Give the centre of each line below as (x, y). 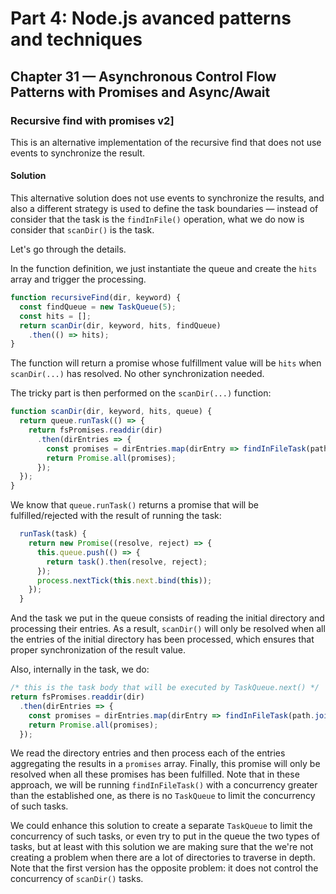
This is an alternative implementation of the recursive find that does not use (166, 142)
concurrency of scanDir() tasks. (77, 879)
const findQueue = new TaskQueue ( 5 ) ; (98, 307)
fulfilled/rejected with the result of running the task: (116, 516)
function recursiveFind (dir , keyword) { (96, 298)
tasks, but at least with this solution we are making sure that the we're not (162, 847)
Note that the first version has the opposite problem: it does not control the (164, 868)
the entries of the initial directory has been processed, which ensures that (162, 639)
